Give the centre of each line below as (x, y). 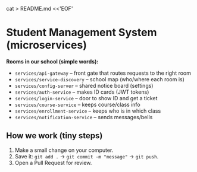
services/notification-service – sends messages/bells (84, 117)
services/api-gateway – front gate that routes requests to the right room (103, 73)
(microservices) (47, 45)
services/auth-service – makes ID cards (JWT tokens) (82, 92)
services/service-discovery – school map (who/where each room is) (99, 79)
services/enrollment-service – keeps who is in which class (88, 111)
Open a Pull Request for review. (53, 163)
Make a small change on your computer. (64, 150)
